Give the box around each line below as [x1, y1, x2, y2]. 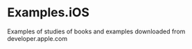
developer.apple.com [7, 34, 68, 42]
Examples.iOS [7, 5, 90, 20]
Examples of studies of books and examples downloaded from [7, 27, 186, 35]
